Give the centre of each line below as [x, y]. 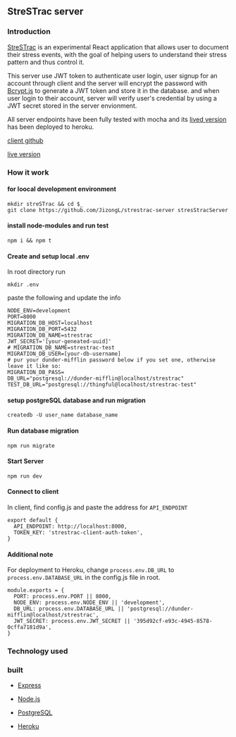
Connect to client [33, 492]
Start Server [26, 462]
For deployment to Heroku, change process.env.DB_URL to [91, 570]
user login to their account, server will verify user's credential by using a [112, 98]
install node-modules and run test [58, 225]
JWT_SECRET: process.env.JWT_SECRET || [72, 621]
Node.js [29, 699]
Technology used [38, 651]
